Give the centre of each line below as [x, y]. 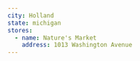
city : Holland [31, 15]
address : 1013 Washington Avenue [77, 45]
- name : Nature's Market [56, 38]
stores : [20, 30]
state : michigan [34, 23]
